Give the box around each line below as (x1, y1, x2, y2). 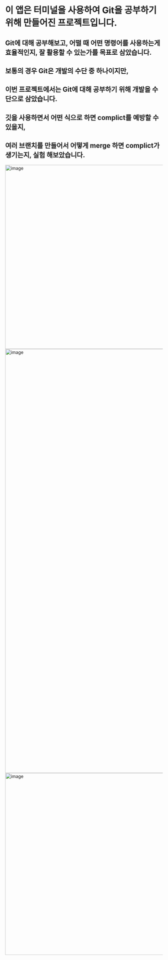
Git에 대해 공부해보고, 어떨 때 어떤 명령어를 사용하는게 (5, 39, 160, 47)
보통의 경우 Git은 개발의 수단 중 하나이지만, (5, 66, 129, 75)
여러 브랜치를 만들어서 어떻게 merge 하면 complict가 (5, 142, 160, 150)
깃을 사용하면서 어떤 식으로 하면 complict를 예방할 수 (5, 113, 159, 122)
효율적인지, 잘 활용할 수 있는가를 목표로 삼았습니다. (5, 48, 152, 57)
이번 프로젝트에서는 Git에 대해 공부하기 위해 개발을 (5, 85, 151, 94)
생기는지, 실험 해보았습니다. (5, 151, 85, 160)
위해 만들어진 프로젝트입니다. (5, 17, 117, 29)
